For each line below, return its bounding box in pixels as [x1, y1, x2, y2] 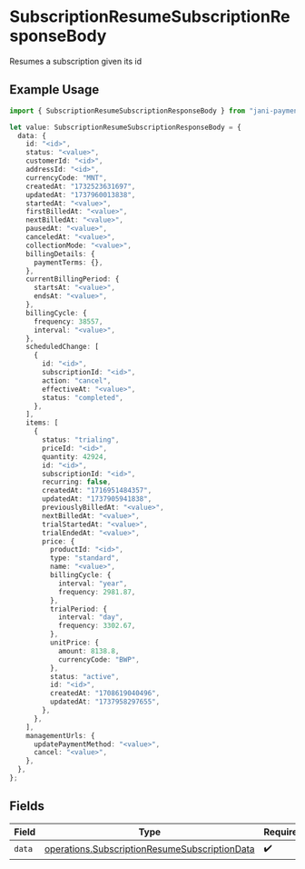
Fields [9, 798, 45, 814]
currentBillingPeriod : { [25, 275, 120, 284]
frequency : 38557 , [33, 316, 103, 326]
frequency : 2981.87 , [57, 587, 136, 596]
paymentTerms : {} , [33, 257, 103, 267]
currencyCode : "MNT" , [25, 173, 107, 183]
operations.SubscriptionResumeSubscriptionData [44, 843, 256, 855]
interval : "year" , [57, 579, 128, 588]
